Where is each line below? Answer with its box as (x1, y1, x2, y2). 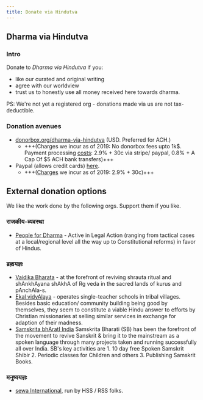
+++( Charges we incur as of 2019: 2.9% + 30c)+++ (24, 169, 154, 176)
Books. (15, 358, 33, 365)
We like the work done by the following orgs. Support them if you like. (6, 202, 181, 209)
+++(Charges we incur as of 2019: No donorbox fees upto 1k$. (24, 142, 182, 150)
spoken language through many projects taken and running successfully (15, 338, 197, 346)
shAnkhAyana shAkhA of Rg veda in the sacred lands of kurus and (15, 280, 182, 288)
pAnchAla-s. (15, 286, 47, 294)
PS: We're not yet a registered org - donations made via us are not (6, 100, 173, 107)
